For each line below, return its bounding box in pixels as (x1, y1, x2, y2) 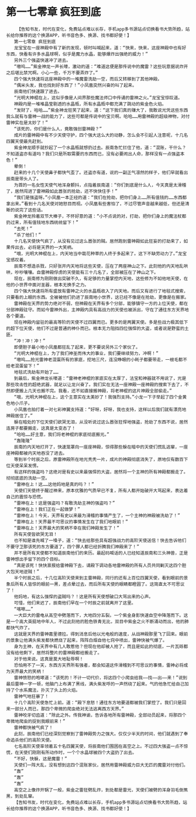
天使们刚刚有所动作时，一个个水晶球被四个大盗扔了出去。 (19, 750, 137, 755)
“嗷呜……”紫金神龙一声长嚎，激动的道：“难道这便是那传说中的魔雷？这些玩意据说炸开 (13, 63, 188, 69)
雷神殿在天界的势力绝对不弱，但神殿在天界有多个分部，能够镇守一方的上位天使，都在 (13, 301, 188, 306)
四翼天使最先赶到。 (6, 139, 46, 144)
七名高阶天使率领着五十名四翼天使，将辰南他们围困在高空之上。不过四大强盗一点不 (13, 743, 184, 749)
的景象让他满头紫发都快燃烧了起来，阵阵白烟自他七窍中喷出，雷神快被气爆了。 (6, 637, 167, 643)
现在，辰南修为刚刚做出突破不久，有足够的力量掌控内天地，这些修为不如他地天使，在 (13, 275, 188, 282)
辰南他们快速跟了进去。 (13, 89, 63, 94)
